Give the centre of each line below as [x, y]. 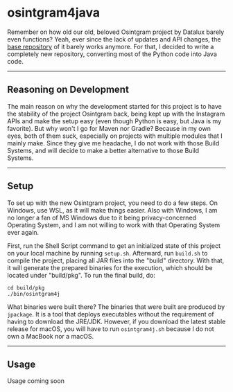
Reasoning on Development [68, 90]
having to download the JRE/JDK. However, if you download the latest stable [116, 321]
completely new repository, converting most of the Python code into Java [112, 54]
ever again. [23, 232]
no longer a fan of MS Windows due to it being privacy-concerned [102, 217]
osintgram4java [54, 13]
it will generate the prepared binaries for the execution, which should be [110, 267]
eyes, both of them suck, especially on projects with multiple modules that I [115, 136]
